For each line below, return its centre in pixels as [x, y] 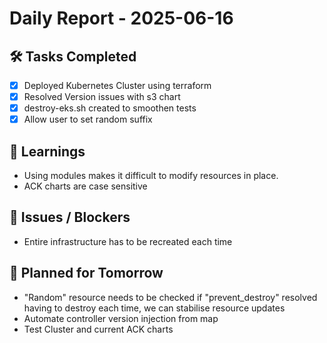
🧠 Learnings [47, 151]
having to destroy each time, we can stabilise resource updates [154, 308]
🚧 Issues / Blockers [70, 217]
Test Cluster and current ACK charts [98, 329]
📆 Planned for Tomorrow [86, 273]
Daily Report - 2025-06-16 [121, 18]
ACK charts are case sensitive [85, 186]
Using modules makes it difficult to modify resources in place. [151, 176]
